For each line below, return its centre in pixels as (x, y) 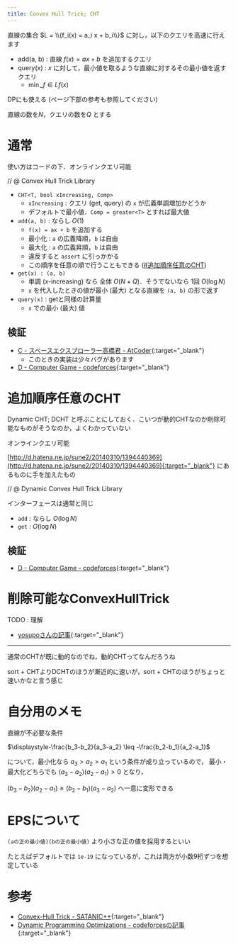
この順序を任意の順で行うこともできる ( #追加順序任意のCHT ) (117, 265)
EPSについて (44, 820)
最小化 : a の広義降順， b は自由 (73, 238)
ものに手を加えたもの (44, 475)
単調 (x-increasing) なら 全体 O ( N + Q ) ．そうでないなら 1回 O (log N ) (127, 281)
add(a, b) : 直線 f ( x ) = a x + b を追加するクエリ (85, 59)
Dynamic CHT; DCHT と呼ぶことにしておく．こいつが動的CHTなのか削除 (114, 420)
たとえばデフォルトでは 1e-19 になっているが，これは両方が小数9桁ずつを (115, 856)
